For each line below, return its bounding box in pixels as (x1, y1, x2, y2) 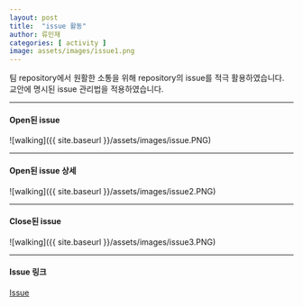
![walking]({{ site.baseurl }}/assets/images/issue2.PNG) (9, 185, 216, 196)
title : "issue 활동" (9, 22, 87, 31)
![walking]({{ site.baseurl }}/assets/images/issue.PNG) (9, 135, 212, 146)
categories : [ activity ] (9, 38, 106, 48)
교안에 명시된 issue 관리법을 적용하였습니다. (9, 84, 164, 94)
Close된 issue (9, 216, 61, 227)
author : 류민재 (9, 30, 61, 39)
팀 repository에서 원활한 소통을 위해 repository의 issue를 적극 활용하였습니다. (9, 73, 285, 84)
